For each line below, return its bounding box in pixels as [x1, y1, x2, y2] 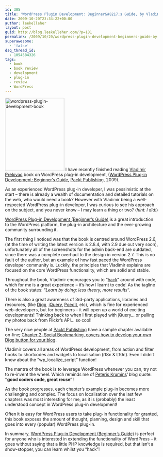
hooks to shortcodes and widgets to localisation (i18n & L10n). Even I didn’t [5, 351, 154, 357]
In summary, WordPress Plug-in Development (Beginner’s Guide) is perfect [5, 431, 154, 437]
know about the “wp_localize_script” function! [5, 357, 97, 362]
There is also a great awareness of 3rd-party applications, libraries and [5, 296, 147, 302]
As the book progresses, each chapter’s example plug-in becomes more [5, 386, 149, 392]
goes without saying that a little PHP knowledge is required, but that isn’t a [5, 441, 154, 447]
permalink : [5, 35, 27, 39]
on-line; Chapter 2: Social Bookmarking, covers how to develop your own [5, 332, 151, 338]
